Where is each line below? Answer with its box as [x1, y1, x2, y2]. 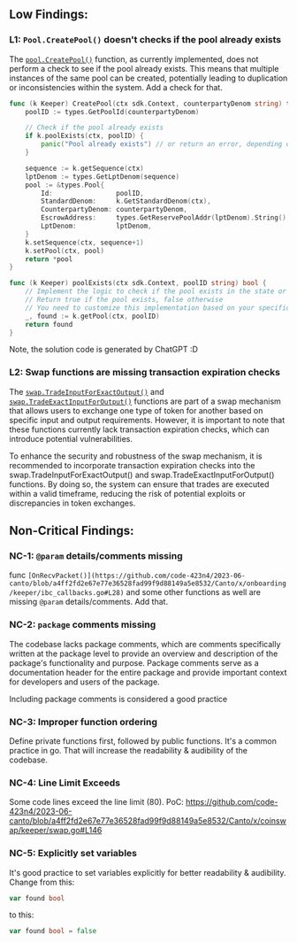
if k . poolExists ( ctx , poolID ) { [25, 132, 144, 141]
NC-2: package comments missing [9, 619, 156, 631]
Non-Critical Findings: [9, 523, 134, 538]
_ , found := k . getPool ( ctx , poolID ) [25, 312, 161, 321]
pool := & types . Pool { [25, 181, 104, 189]
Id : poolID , [41, 189, 144, 197]
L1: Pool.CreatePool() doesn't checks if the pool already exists [9, 34, 282, 46]
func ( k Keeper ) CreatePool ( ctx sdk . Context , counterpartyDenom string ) [9, 99, 283, 108]
